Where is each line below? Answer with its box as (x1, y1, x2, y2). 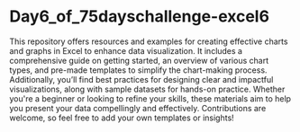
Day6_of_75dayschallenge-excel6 (9, 6, 270, 27)
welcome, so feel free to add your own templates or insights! (9, 112, 234, 123)
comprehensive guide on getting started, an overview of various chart (9, 55, 268, 66)
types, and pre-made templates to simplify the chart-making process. (9, 65, 268, 75)
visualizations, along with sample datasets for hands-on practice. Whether (9, 84, 286, 94)
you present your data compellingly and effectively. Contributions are (9, 102, 267, 113)
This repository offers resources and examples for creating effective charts (9, 36, 288, 47)
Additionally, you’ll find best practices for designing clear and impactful (9, 74, 274, 84)
